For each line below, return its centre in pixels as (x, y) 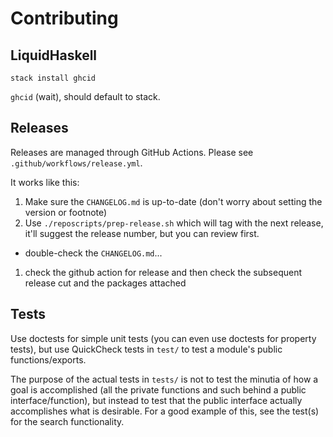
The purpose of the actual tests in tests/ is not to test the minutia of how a (164, 379)
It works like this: (45, 182)
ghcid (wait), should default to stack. (85, 96)
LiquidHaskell (54, 55)
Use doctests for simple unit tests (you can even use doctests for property (163, 338)
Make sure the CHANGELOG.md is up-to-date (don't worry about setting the (173, 201)
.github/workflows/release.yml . (76, 163)
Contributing (64, 18)
